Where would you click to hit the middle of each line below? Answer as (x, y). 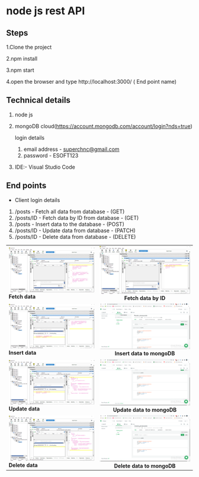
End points (26, 186)
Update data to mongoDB (145, 410)
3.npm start (20, 70)
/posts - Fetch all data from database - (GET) (70, 211)
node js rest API (46, 11)
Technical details (38, 100)
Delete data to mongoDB (145, 466)
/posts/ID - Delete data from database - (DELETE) (75, 236)
